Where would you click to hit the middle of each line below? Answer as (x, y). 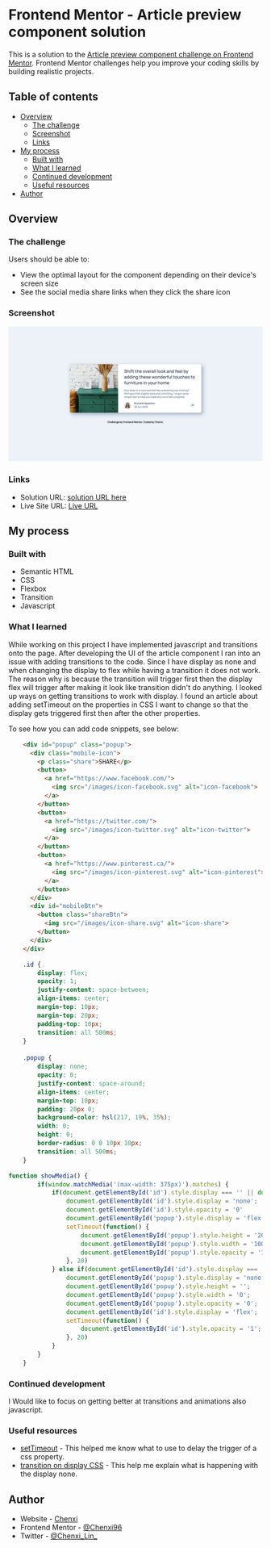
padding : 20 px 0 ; (66, 1109)
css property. (42, 1457)
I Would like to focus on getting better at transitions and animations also (127, 1401)
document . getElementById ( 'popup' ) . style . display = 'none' (165, 1278)
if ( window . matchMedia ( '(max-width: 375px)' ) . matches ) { (133, 1184)
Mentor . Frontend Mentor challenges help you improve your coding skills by (134, 63)
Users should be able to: (49, 259)
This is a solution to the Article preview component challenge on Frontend (131, 54)
